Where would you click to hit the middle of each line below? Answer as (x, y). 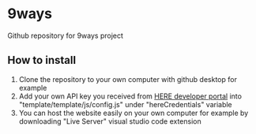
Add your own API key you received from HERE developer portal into (130, 96)
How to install (42, 60)
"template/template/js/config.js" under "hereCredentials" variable (125, 104)
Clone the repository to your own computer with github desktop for (128, 79)
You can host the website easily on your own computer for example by (134, 113)
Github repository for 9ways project (66, 35)
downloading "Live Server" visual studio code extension (110, 121)
